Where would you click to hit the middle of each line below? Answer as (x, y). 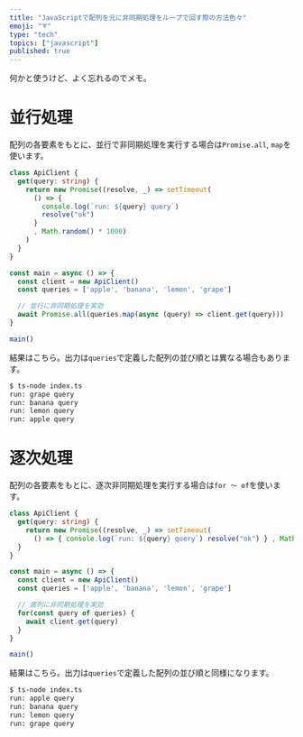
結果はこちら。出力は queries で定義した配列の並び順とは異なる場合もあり (146, 357)
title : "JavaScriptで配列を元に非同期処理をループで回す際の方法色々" (128, 18)
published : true (40, 51)
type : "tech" (34, 34)
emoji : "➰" (31, 26)
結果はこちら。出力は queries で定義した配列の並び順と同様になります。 (142, 673)
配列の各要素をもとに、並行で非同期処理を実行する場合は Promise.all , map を (150, 144)
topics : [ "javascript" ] (54, 43)
